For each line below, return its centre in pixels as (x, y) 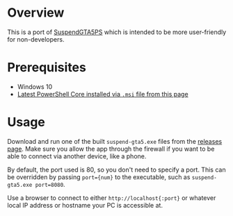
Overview (36, 13)
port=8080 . (50, 184)
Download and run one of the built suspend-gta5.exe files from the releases (115, 141)
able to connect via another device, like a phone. (77, 156)
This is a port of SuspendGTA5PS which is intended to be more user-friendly (117, 32)
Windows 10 (35, 86)
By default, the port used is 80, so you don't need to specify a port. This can (116, 169)
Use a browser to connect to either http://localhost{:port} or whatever (112, 198)
